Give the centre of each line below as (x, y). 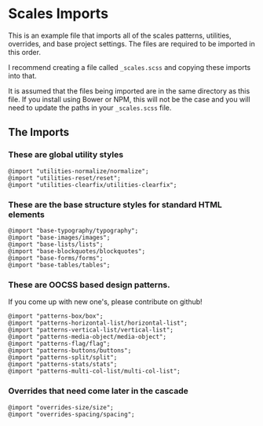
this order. (25, 52)
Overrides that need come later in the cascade (98, 391)
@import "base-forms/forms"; (56, 258)
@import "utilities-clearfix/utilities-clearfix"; (93, 185)
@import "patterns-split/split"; (63, 358)
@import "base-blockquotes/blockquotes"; (77, 251)
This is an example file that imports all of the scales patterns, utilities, (120, 35)
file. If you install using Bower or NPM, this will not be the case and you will (129, 99)
